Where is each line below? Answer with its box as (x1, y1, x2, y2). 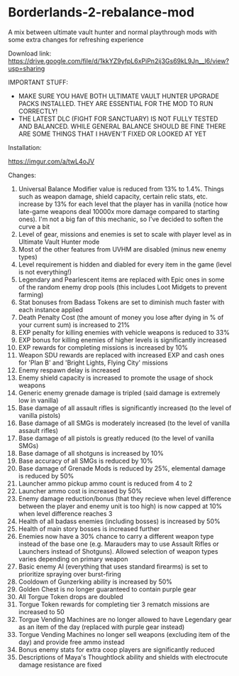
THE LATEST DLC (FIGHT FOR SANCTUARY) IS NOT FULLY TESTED (18, 114, 218, 123)
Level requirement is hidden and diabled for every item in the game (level (18, 260, 232, 269)
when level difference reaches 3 (18, 509, 113, 517)
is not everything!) (18, 267, 72, 276)
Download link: (8, 49, 52, 58)
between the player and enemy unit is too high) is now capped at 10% (18, 502, 223, 510)
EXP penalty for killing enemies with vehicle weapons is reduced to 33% (18, 328, 230, 336)
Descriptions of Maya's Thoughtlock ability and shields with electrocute (18, 653, 228, 661)
